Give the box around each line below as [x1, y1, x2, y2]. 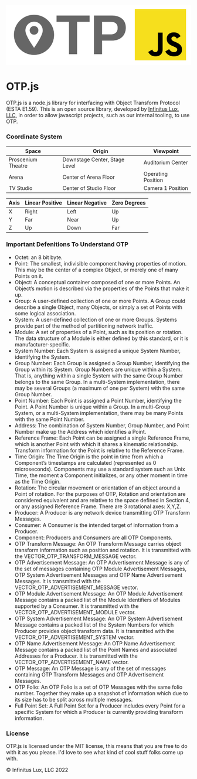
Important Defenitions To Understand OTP [6, 240, 129, 249]
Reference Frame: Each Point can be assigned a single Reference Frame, [14, 434, 191, 441]
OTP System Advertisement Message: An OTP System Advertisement [14, 615, 183, 622]
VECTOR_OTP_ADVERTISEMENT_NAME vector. [14, 658, 129, 665]
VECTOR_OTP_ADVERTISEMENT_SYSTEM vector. [14, 634, 135, 641]
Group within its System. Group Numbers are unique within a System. [14, 366, 182, 373]
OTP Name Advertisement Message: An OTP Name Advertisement [14, 639, 175, 647]
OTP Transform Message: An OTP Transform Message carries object [14, 540, 182, 547]
